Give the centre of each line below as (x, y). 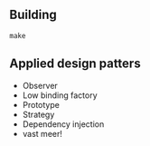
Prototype (41, 104)
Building (33, 15)
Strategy (38, 114)
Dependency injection (63, 124)
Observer (40, 85)
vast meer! (42, 133)
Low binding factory (60, 95)
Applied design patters (75, 64)
